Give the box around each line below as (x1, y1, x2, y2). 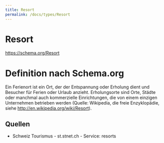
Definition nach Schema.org (5, 67, 124, 79)
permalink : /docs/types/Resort (5, 12, 70, 17)
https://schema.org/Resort (5, 50, 60, 56)
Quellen (5, 119, 30, 128)
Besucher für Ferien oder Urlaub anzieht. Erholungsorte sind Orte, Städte (5, 89, 156, 95)
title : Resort (5, 7, 35, 12)
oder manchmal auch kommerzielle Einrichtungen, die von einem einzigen (5, 94, 157, 100)
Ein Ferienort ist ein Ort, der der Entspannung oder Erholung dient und (5, 84, 150, 90)
